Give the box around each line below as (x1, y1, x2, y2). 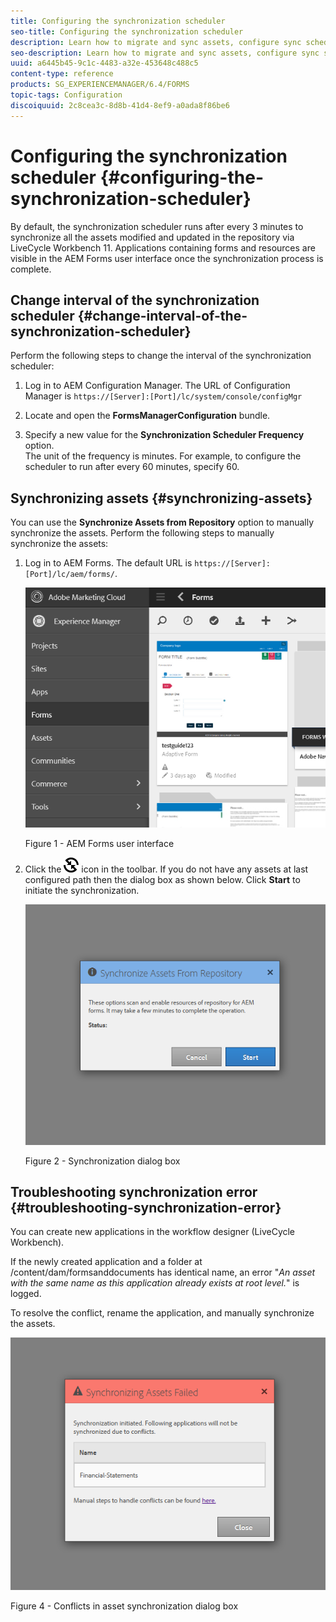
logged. (10, 1288, 42, 1300)
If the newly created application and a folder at (10, 1256, 203, 1268)
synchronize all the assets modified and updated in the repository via (10, 231, 295, 243)
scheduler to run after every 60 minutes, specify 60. (24, 461, 240, 473)
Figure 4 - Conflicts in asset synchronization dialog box (10, 1600, 239, 1612)
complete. (10, 263, 52, 275)
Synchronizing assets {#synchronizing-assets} (10, 490, 313, 507)
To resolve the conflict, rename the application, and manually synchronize (10, 1307, 315, 1319)
